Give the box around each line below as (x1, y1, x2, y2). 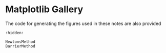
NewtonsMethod (5, 39, 36, 44)
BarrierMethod (5, 43, 36, 49)
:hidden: (5, 30, 24, 35)
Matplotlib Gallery (5, 4, 84, 15)
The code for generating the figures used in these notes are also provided (5, 20, 161, 26)
